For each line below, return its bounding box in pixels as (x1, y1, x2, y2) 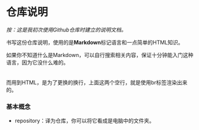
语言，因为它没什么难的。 (6, 59, 69, 66)
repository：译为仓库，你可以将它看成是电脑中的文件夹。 (14, 117, 154, 125)
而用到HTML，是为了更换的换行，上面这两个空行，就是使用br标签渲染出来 (6, 78, 188, 86)
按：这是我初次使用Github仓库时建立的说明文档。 (6, 26, 127, 33)
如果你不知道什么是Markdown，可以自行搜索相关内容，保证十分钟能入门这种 (6, 51, 194, 58)
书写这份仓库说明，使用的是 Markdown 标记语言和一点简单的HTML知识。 (6, 39, 184, 46)
